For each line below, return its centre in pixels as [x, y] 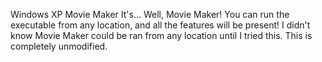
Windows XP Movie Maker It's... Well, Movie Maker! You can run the [150, 14]
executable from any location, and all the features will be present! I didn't [160, 25]
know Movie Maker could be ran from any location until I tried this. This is [161, 35]
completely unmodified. [59, 46]
